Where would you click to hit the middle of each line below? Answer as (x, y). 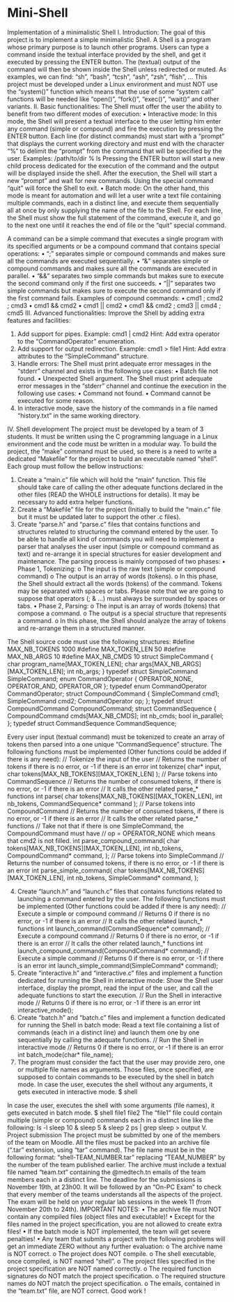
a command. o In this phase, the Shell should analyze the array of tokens (122, 620)
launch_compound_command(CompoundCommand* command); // (113, 951)
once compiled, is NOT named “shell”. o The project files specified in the (111, 1261)
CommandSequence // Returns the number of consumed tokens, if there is (114, 781)
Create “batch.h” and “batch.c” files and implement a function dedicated (121, 1017)
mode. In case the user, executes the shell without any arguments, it (115, 1084)
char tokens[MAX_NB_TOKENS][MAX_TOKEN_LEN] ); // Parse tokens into (112, 774)
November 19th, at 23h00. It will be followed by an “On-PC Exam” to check (114, 1187)
